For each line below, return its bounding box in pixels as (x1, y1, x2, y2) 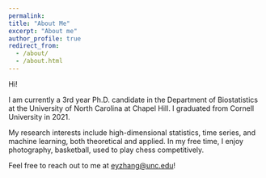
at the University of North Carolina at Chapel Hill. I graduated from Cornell (8, 103, 255, 113)
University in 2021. (8, 112, 70, 121)
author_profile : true (8, 34, 82, 43)
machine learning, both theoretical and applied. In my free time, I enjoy (8, 136, 244, 146)
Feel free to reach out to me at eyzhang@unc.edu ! (8, 160, 176, 170)
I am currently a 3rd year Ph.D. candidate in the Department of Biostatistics (8, 95, 259, 104)
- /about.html (15, 57, 63, 66)
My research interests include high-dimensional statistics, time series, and (8, 127, 256, 138)
